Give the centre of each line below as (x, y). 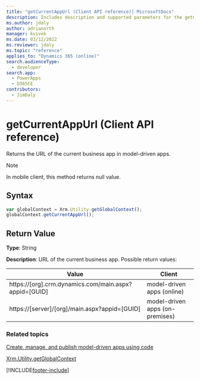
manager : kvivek (26, 34)
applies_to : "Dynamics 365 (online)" (53, 56)
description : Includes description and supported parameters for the (94, 17)
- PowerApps (26, 78)
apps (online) (165, 292)
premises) (161, 316)
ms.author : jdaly (28, 23)
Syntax (20, 195)
